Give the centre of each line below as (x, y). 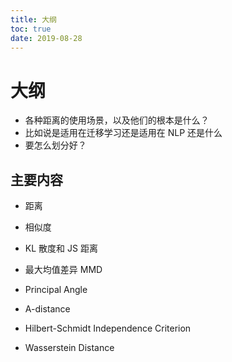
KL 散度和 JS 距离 (61, 248)
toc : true (31, 29)
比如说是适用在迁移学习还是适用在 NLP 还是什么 (123, 133)
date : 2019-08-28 (46, 38)
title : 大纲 (33, 19)
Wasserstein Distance (69, 348)
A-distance (47, 309)
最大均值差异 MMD (63, 270)
